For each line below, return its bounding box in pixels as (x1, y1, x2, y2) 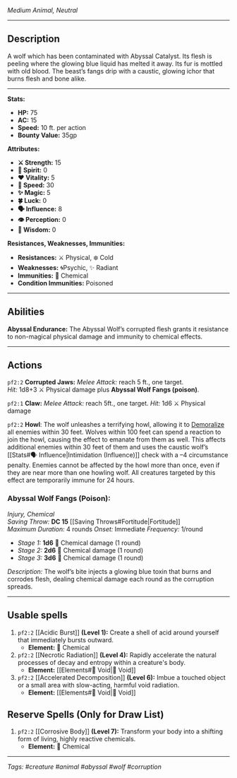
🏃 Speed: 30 (17, 180, 54, 189)
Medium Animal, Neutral (7, 6, 78, 14)
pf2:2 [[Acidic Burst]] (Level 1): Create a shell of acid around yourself (17, 628, 219, 637)
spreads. (7, 582, 33, 591)
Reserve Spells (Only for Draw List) (7, 708, 164, 720)
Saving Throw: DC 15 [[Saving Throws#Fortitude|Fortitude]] (7, 517, 181, 526)
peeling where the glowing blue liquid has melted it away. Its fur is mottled (7, 59, 223, 68)
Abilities (7, 306, 44, 318)
